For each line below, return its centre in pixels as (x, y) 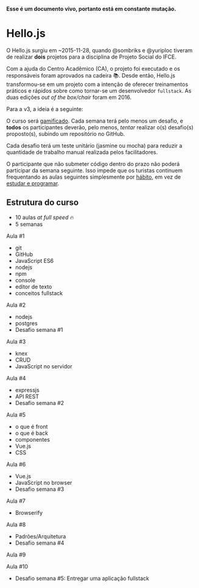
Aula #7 (16, 501)
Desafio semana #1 (39, 329)
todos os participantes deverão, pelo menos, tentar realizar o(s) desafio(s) (100, 127)
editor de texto (33, 287)
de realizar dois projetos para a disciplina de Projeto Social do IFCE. (91, 57)
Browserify (29, 512)
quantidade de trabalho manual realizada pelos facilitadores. (82, 152)
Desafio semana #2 (40, 403)
